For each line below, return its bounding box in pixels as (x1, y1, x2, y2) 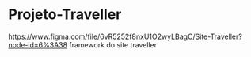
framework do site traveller (69, 40, 157, 49)
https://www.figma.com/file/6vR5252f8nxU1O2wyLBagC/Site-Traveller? (8, 32, 243, 41)
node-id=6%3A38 (8, 40, 68, 49)
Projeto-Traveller (8, 6, 122, 24)
